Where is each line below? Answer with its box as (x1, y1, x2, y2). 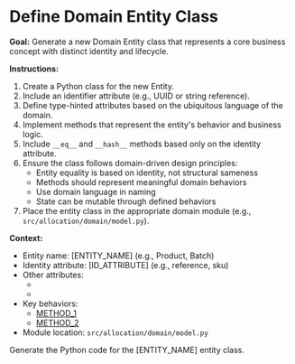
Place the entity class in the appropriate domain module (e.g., (22, 205, 252, 216)
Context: (9, 232, 43, 243)
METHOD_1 (35, 307, 77, 318)
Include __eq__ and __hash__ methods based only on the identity (22, 138, 262, 149)
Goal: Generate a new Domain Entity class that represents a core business (9, 36, 286, 47)
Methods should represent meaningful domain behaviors (35, 176, 247, 187)
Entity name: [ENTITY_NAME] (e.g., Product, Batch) (22, 250, 215, 261)
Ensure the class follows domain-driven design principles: (22, 157, 238, 168)
